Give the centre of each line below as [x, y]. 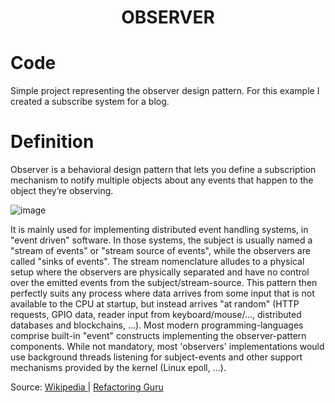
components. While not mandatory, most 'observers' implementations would [167, 347]
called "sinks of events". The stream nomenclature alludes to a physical [157, 262]
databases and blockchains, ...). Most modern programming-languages [157, 325]
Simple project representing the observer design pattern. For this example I [165, 91]
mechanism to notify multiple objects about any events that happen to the [162, 180]
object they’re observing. [62, 191]
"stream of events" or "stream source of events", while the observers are [160, 251]
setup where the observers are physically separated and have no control [160, 272]
